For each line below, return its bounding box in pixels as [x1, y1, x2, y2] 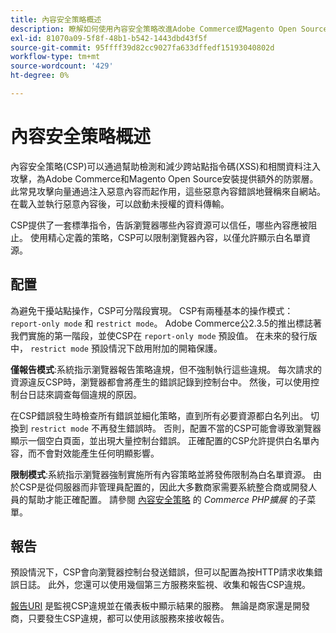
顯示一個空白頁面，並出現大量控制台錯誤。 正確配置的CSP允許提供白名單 [10, 434, 312, 446]
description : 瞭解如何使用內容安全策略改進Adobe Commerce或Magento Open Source [10, 24, 328, 34]
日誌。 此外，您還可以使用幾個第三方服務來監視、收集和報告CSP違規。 [18, 579, 312, 591]
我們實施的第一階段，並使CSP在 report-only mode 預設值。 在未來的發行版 [10, 329, 318, 341]
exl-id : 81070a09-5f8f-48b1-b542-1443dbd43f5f [10, 33, 208, 43]
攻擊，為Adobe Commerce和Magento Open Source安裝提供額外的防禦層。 [10, 172, 319, 185]
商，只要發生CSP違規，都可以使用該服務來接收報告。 [10, 612, 230, 625]
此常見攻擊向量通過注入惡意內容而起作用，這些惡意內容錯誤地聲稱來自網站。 [10, 185, 326, 197]
